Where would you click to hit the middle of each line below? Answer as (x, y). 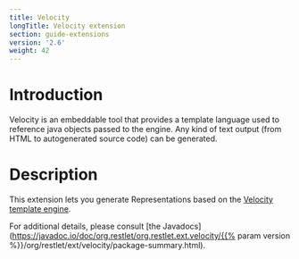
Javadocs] (182, 226)
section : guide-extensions (59, 34)
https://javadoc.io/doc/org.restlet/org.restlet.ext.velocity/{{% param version (151, 236)
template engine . (40, 209)
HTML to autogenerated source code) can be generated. (113, 138)
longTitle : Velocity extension (67, 26)
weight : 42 (29, 51)
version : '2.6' (37, 42)
